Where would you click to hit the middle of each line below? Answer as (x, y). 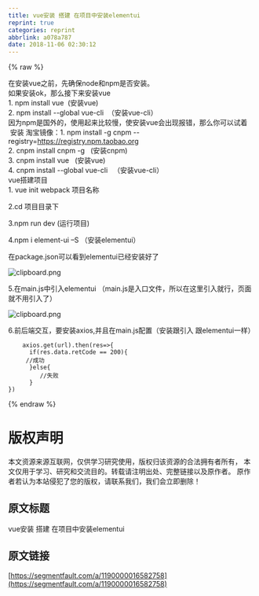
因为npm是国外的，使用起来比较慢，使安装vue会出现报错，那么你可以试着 (128, 123)
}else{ (40, 368)
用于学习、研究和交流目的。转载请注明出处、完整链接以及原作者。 (128, 472)
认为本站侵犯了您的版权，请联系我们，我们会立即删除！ (111, 481)
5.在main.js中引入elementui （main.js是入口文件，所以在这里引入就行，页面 (130, 289)
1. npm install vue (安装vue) (53, 103)
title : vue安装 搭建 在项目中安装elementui (75, 15)
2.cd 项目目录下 (34, 207)
